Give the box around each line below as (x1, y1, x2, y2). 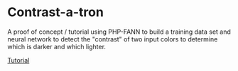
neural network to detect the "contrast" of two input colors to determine (7, 34, 218, 43)
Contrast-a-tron (7, 4, 104, 20)
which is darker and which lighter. (7, 42, 107, 51)
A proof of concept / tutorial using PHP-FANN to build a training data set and (7, 27, 231, 36)
